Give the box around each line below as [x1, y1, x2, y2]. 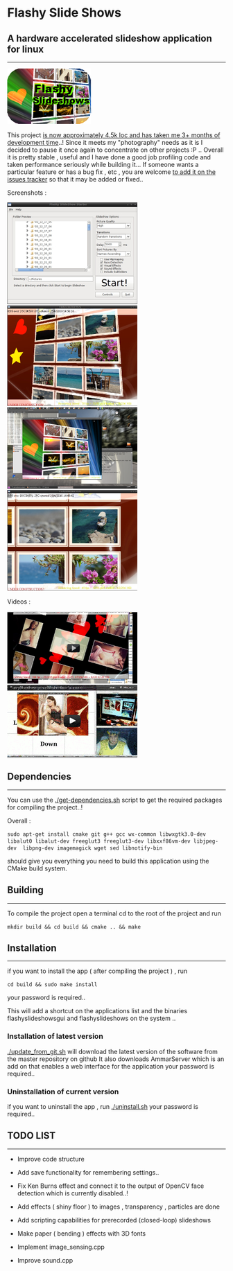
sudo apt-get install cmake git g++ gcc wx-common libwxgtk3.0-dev [7, 830, 207, 838]
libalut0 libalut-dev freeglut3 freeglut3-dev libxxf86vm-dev [7, 837, 191, 845]
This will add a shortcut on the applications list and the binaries [7, 1007, 188, 1015]
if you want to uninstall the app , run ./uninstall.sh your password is [7, 1103, 199, 1111]
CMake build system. [7, 864, 67, 873]
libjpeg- [193, 837, 218, 845]
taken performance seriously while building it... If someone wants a [7, 161, 199, 168]
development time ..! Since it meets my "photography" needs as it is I [7, 139, 203, 146]
